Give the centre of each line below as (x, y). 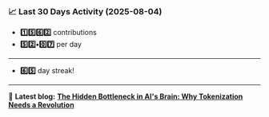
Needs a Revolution (41, 105)
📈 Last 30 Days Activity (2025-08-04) (85, 11)
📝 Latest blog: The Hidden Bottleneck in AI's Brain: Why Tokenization (126, 96)
